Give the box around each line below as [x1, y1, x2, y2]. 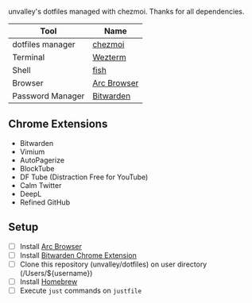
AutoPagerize [19, 155, 65, 165]
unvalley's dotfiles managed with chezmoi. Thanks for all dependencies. [8, 7, 245, 16]
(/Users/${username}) [19, 268, 93, 278]
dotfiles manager [12, 39, 76, 50]
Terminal [12, 52, 45, 63]
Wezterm [92, 52, 126, 63]
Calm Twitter [19, 180, 62, 190]
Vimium [19, 147, 45, 156]
